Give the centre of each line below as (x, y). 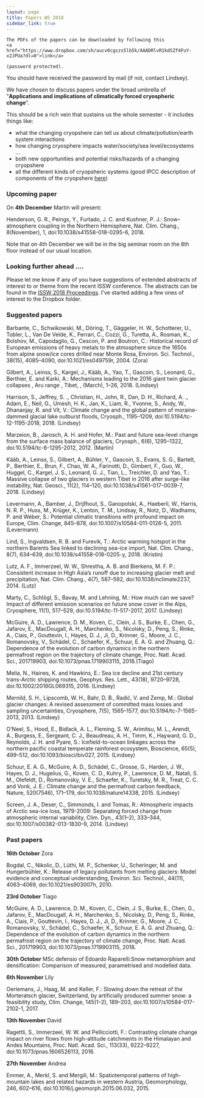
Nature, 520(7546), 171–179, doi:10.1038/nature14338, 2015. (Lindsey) (93, 793)
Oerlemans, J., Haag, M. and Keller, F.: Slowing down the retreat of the (94, 989)
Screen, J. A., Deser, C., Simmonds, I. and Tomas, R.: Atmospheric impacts (100, 805)
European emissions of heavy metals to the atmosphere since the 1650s (97, 348)
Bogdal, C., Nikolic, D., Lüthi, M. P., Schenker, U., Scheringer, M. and (92, 865)
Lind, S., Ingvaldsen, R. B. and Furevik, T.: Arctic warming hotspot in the (96, 542)
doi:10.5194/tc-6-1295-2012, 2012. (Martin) (60, 448)
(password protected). (35, 67)
